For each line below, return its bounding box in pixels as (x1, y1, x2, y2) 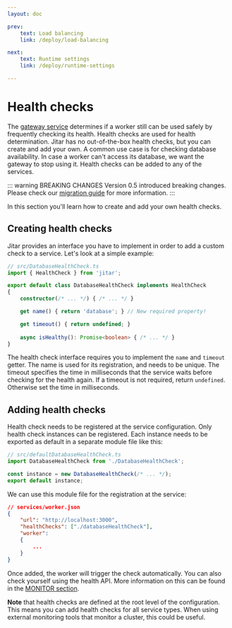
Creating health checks (7, 223, 113, 235)
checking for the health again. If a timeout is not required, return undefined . (7, 376, 226, 384)
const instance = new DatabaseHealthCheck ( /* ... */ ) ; (7, 470, 172, 477)
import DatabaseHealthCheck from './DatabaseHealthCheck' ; (7, 458, 185, 465)
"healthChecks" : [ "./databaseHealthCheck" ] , (20, 523, 153, 530)
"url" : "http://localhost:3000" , (20, 517, 118, 524)
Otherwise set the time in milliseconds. (7, 383, 120, 392)
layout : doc (7, 10, 42, 18)
